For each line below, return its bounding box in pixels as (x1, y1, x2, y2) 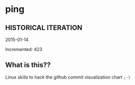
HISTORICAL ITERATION (5, 23, 83, 32)
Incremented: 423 (5, 46, 43, 52)
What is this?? (5, 61, 51, 69)
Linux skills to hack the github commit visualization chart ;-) (5, 74, 131, 80)
